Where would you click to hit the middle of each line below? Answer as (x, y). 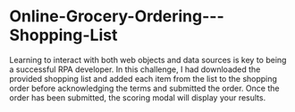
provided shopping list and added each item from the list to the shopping (143, 78)
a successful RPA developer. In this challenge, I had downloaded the (135, 69)
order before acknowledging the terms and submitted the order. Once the (144, 88)
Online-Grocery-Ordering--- (117, 16)
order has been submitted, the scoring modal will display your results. (138, 97)
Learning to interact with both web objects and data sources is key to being (148, 60)
